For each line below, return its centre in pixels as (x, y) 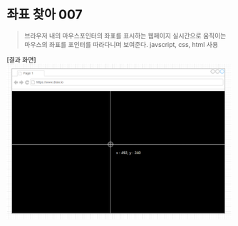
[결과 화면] (21, 59)
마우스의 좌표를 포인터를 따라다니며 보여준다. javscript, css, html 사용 (121, 44)
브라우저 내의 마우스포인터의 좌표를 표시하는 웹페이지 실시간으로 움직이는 (125, 36)
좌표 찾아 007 (45, 15)
